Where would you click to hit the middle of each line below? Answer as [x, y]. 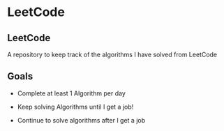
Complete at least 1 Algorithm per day [71, 93]
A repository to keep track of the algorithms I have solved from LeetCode [112, 54]
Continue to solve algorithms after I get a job [81, 120]
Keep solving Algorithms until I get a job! [75, 107]
